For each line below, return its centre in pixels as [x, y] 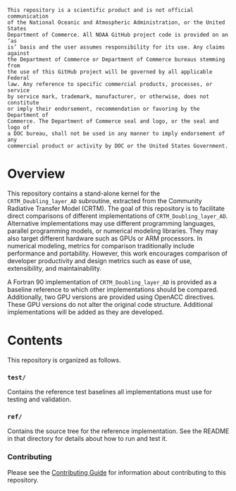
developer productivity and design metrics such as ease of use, [100, 260]
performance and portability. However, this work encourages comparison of [117, 253]
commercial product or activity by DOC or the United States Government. [118, 146]
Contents [35, 340]
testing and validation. [39, 399]
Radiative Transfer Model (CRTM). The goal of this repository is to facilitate [116, 208]
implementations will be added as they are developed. [86, 312]
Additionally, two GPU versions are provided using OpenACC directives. [111, 297]
